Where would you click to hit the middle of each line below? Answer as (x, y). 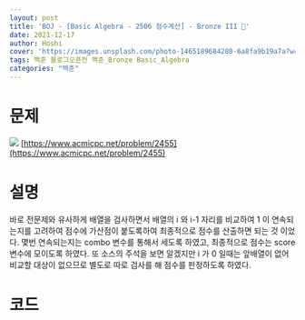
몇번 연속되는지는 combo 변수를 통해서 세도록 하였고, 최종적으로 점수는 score (158, 242)
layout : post (34, 18)
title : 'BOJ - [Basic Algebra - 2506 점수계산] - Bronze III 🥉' (130, 26)
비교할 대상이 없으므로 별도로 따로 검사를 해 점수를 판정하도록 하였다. (130, 265)
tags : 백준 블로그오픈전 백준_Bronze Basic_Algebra (100, 60)
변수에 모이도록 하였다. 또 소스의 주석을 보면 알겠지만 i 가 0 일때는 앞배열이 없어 (149, 253)
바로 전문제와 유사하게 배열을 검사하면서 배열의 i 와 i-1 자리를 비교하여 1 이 (140, 219)
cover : (22, 52)
